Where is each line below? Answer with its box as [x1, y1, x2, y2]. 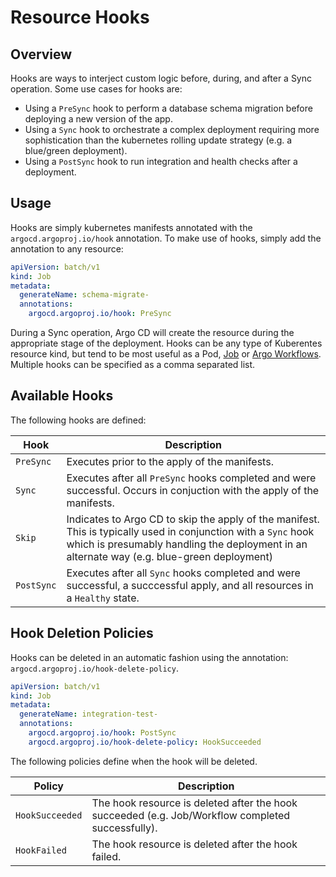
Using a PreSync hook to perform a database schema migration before [24, 102, 313, 114]
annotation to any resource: [10, 242, 124, 255]
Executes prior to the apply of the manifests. [66, 454, 274, 468]
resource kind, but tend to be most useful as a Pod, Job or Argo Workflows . [10, 348, 322, 360]
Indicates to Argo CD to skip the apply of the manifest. [66, 512, 320, 526]
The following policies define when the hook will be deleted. [10, 755, 258, 767]
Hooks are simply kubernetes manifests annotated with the [10, 221, 253, 233]
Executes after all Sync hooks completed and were [66, 566, 301, 580]
